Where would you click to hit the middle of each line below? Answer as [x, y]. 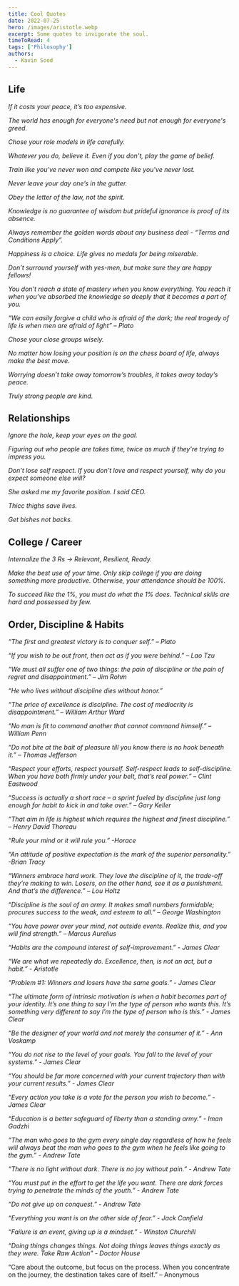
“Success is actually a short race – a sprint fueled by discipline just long [114, 797]
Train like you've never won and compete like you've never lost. [102, 169]
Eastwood [23, 784]
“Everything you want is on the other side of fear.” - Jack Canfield [106, 1218]
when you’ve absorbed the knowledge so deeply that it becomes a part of [117, 296]
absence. [22, 218]
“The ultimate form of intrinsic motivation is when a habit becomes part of [117, 996]
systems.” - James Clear [45, 1062]
